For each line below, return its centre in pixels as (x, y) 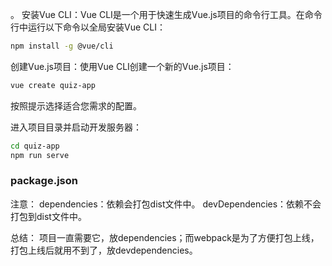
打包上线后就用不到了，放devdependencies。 (104, 250)
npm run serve (40, 155)
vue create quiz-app (53, 85)
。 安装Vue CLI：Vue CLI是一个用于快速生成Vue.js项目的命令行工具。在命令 (166, 14)
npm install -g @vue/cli (62, 46)
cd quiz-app (35, 146)
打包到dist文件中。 (48, 216)
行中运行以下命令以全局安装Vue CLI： (88, 27)
